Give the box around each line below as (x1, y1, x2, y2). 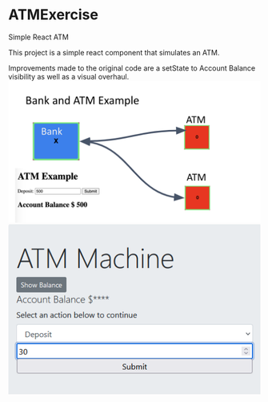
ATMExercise (8, 6, 98, 24)
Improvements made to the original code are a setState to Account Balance (8, 63, 256, 73)
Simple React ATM (8, 32, 70, 42)
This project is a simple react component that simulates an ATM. (8, 47, 220, 57)
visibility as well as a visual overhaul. (8, 71, 130, 81)
